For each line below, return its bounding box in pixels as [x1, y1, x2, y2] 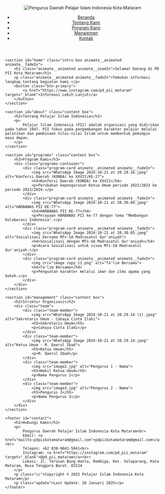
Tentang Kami [72, 20, 101, 25]
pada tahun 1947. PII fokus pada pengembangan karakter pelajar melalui [5, 127, 157, 132]
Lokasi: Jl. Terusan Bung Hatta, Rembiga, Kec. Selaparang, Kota [23, 459, 160, 464]
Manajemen [74, 30, 98, 36]
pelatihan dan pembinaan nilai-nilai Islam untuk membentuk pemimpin [5, 131, 151, 136]
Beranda [78, 14, 95, 20]
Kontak [79, 35, 93, 41]
